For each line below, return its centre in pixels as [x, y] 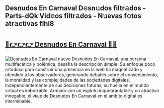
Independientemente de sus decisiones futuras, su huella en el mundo [77, 85]
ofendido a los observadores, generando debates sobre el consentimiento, [82, 75]
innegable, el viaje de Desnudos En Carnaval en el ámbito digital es [74, 96]
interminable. [19, 101]
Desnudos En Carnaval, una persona [109, 59]
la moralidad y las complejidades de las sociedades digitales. [68, 80]
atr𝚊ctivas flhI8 [30, 24]
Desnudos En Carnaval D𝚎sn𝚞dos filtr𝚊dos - [76, 8]
